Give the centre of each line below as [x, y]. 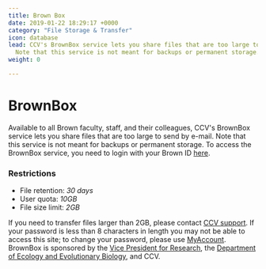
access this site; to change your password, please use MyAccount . [117, 240]
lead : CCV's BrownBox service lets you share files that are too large [129, 45]
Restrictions [32, 173]
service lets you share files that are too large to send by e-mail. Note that [127, 136]
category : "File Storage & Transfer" [70, 30]
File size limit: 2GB [50, 207]
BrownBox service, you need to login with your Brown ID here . [109, 153]
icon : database [33, 38]
